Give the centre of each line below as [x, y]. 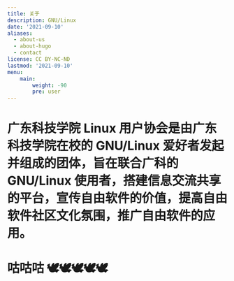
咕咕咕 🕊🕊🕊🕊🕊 [58, 268]
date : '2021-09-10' [36, 27]
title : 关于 [23, 14]
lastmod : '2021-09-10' [40, 66]
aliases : [20, 33]
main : [28, 79]
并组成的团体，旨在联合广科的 [93, 163]
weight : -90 [50, 85]
